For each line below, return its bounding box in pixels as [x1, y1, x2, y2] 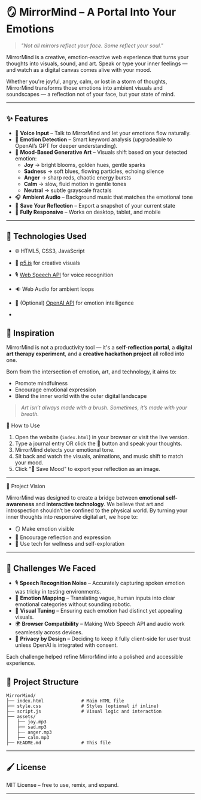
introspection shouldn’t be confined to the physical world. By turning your [6, 507, 188, 514]
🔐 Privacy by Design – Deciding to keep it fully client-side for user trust [14, 635, 191, 643]
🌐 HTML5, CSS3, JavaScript [14, 247, 85, 254]
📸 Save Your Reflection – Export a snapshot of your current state [14, 202, 175, 209]
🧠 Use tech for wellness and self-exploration [14, 540, 124, 547]
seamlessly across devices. [14, 629, 83, 636]
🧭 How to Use [6, 422, 40, 429]
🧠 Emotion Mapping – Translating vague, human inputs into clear [14, 594, 175, 602]
